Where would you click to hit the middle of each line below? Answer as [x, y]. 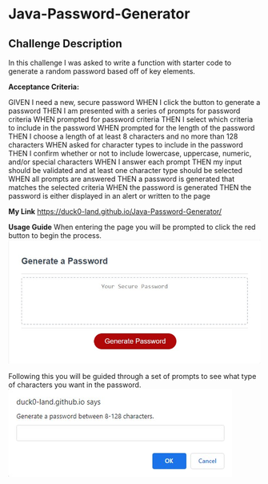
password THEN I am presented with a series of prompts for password [124, 111]
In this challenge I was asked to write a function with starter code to [120, 63]
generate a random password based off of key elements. [102, 71]
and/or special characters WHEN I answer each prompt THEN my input [125, 162]
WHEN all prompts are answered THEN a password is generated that [121, 179]
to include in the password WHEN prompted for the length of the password [132, 128]
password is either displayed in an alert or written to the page [109, 196]
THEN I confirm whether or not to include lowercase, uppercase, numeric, [130, 153]
